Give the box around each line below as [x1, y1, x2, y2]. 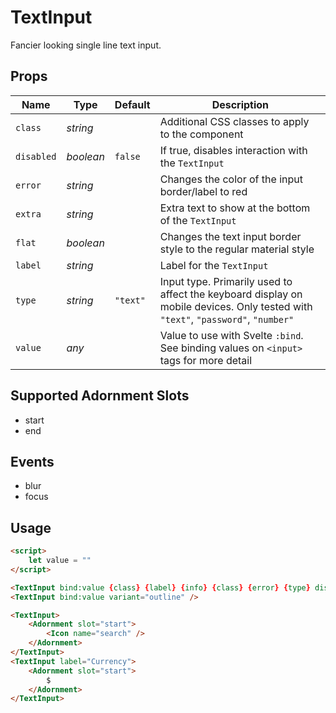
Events [10, 453, 55, 470]
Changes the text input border [159, 229, 302, 243]
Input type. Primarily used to [159, 274, 293, 288]
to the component [159, 127, 244, 141]
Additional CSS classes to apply [159, 114, 310, 128]
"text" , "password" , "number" [159, 312, 295, 326]
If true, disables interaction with [159, 143, 308, 157]
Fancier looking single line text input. [10, 39, 162, 51]
